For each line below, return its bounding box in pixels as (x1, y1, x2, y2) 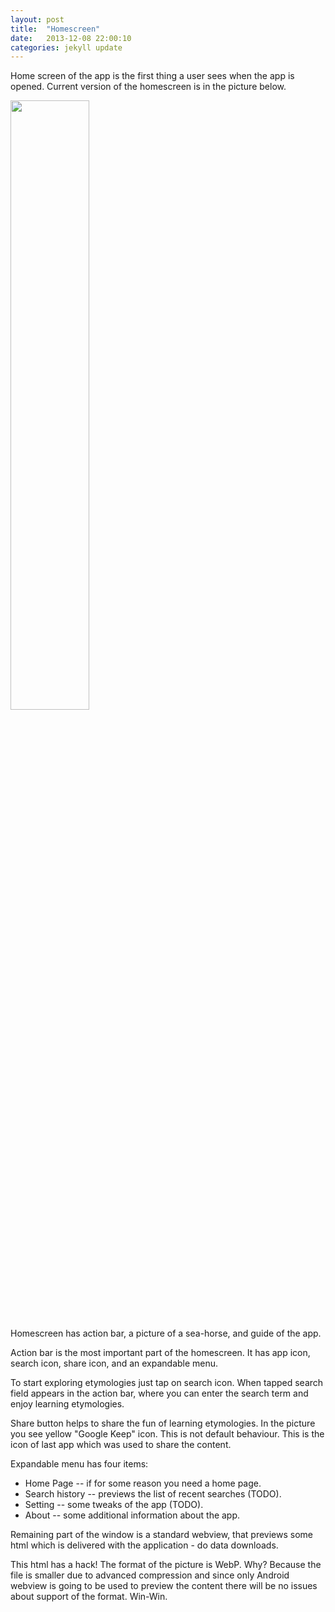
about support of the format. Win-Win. (10, 1591, 168, 1603)
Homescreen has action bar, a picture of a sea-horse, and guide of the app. (10, 1327, 322, 1340)
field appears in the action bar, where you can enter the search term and (10, 1387, 309, 1400)
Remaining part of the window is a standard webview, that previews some (10, 1529, 314, 1541)
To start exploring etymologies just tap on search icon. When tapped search (10, 1377, 324, 1389)
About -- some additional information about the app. (24, 1509, 241, 1521)
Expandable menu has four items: (10, 1458, 149, 1470)
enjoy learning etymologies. (10, 1398, 125, 1410)
